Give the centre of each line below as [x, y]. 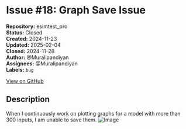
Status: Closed [24, 32]
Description [28, 100]
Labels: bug [20, 69]
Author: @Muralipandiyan [37, 57]
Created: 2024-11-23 [32, 39]
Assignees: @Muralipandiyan [42, 63]
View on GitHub [25, 81]
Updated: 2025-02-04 [34, 45]
